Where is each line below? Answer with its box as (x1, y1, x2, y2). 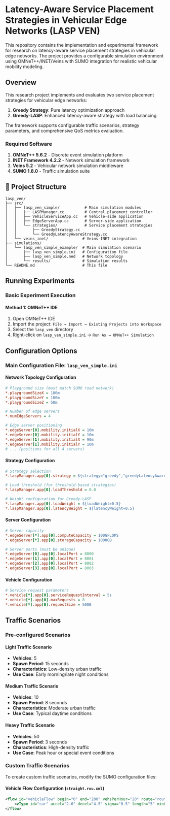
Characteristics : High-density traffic (12, 744, 90, 750)
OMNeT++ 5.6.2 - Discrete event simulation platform (12, 152, 123, 158)
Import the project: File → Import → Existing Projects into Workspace (12, 321, 162, 327)
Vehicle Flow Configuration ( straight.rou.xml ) (5, 786, 105, 792)
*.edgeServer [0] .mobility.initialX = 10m (5, 428, 94, 433)
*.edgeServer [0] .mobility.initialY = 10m (5, 432, 94, 437)
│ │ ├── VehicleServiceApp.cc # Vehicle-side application (5, 214, 144, 219)
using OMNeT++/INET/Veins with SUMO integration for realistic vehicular (5, 58, 157, 64)
